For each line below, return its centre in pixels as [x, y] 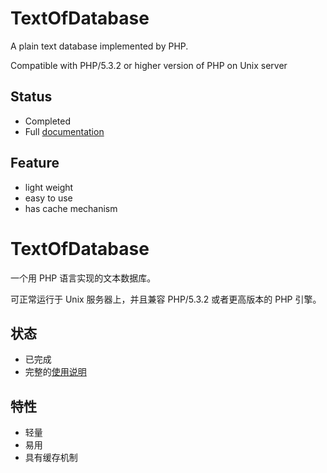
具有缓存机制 [51, 458]
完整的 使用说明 [55, 372]
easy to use [48, 198]
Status [31, 97]
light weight [49, 187]
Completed [47, 121]
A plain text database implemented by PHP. [99, 46]
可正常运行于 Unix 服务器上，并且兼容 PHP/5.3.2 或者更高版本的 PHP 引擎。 [166, 299]
